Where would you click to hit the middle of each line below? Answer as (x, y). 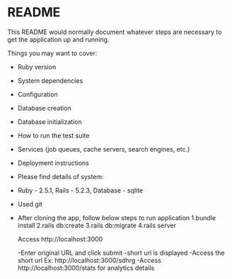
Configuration (37, 94)
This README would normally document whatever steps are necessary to (115, 32)
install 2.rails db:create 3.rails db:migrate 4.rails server (97, 225)
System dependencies (50, 80)
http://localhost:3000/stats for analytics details (86, 268)
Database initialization (50, 122)
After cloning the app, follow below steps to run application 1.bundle (117, 217)
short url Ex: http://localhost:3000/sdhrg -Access (89, 260)
